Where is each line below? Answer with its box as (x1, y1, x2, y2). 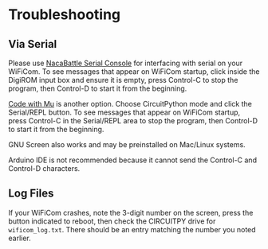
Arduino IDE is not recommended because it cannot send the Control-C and (8, 155, 258, 165)
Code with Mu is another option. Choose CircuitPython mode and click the (8, 99, 253, 108)
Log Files (8, 187, 54, 200)
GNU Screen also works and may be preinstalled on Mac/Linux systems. (8, 140, 246, 149)
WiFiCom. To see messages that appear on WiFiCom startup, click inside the (8, 67, 260, 76)
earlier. (8, 233, 32, 243)
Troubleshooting (8, 6, 121, 24)
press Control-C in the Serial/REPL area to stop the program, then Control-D (8, 116, 258, 125)
